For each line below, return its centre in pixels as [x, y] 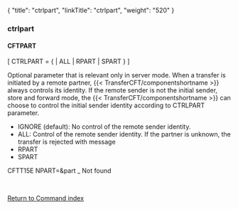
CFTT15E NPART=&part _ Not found [59, 171]
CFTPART [22, 45]
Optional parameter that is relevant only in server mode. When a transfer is [117, 75]
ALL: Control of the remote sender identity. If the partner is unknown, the [124, 134]
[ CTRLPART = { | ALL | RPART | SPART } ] [69, 61]
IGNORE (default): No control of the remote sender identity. [104, 127]
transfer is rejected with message [66, 142]
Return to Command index [45, 198]
